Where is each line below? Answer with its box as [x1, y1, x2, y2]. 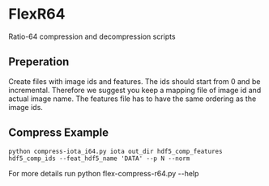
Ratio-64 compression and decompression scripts [8, 32, 176, 41]
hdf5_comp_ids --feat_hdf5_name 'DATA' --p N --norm [8, 154, 190, 163]
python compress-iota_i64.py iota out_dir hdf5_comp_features [8, 147, 223, 155]
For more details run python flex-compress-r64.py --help [8, 168, 199, 178]
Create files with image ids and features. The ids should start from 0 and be [8, 76, 261, 86]
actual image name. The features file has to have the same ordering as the [8, 94, 257, 104]
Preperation [8, 55, 70, 69]
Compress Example [8, 126, 109, 140]
